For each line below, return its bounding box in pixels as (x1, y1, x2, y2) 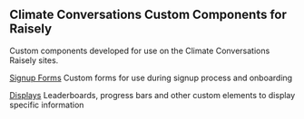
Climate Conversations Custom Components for (9, 7, 288, 23)
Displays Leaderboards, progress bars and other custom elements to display (9, 89, 296, 100)
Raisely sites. (9, 54, 59, 66)
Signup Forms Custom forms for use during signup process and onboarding (9, 72, 293, 83)
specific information (9, 99, 84, 110)
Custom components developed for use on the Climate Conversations (9, 45, 270, 56)
